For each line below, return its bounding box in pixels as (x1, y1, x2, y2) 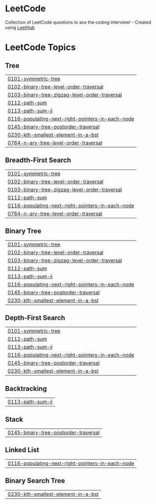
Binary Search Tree (5, 476, 65, 485)
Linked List (5, 446, 39, 454)
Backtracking (5, 384, 47, 393)
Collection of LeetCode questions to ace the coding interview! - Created (5, 19, 152, 25)
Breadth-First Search (5, 156, 71, 165)
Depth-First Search (5, 313, 65, 322)
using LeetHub (5, 24, 35, 30)
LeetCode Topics (5, 42, 76, 53)
